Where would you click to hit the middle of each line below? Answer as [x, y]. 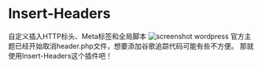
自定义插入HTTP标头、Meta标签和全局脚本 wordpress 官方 [126, 36]
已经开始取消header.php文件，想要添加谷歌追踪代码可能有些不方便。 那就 [134, 46]
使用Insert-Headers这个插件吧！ [60, 55]
